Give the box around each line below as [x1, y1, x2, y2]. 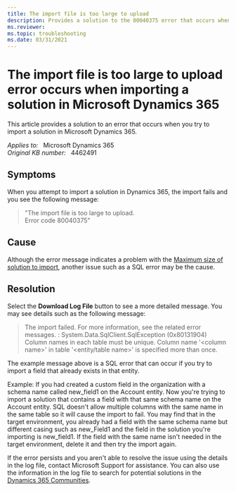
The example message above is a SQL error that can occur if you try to [7, 359, 213, 367]
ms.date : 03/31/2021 [7, 37, 68, 44]
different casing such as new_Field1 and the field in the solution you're [7, 425, 211, 433]
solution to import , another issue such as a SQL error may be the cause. [7, 262, 216, 271]
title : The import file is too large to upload [7, 10, 150, 18]
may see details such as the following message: [7, 309, 146, 317]
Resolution [7, 283, 55, 295]
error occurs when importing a [7, 82, 190, 98]
